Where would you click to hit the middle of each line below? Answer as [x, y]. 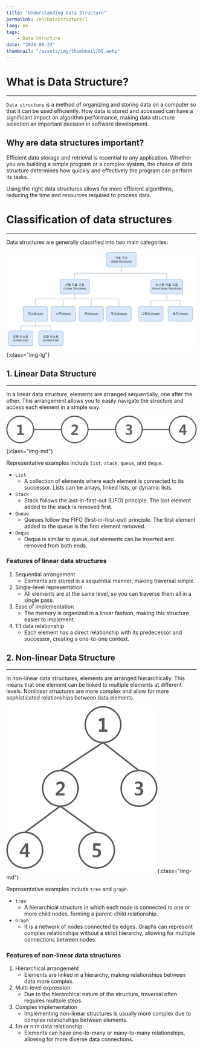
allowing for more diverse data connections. [79, 1039]
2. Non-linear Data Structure [61, 658]
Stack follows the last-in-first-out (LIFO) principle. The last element [108, 500]
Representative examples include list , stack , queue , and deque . [85, 463]
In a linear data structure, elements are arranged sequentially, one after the [99, 394]
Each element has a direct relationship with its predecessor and [103, 632]
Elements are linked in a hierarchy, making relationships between [105, 974]
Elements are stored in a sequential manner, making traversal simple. [109, 581]
